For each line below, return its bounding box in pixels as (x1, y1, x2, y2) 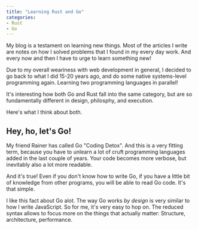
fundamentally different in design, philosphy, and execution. (6, 97, 154, 104)
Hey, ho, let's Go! (6, 126, 72, 136)
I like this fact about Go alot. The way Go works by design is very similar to (6, 197, 190, 204)
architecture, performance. (6, 216, 73, 224)
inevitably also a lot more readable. (6, 161, 93, 168)
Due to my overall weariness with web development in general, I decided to (6, 67, 191, 74)
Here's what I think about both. (6, 109, 83, 116)
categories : (6, 14, 36, 20)
